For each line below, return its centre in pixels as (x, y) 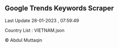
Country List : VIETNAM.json (35, 30)
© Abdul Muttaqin (24, 40)
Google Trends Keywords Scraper (59, 8)
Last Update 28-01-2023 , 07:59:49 (42, 20)
